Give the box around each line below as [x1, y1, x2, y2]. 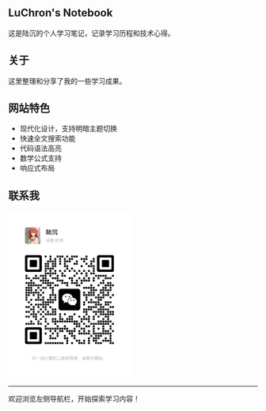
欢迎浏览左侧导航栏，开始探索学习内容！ [8, 394, 140, 404]
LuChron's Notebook [8, 6, 113, 20]
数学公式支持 [19, 153, 62, 163]
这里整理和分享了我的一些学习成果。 [8, 76, 127, 85]
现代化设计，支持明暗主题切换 [19, 124, 117, 134]
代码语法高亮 [19, 144, 62, 153]
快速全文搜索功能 [19, 134, 76, 143]
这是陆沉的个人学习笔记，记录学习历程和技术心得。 [8, 28, 175, 38]
